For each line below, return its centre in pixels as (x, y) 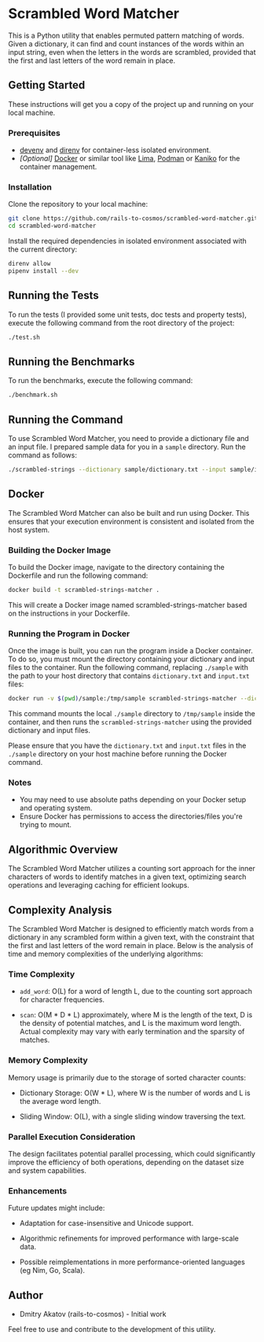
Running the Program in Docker (69, 634)
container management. (58, 167)
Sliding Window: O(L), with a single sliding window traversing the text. (132, 1116)
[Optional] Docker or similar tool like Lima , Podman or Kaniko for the (130, 159)
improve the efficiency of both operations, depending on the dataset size (126, 1162)
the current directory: (43, 249)
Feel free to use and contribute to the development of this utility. (112, 1329)
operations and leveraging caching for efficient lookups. (99, 885)
